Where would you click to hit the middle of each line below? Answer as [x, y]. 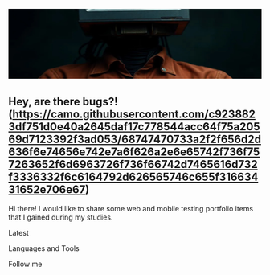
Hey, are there [44, 101]
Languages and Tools [44, 248]
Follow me [25, 264]
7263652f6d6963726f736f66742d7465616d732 [133, 164]
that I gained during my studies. [61, 217]
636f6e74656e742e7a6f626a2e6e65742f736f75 [134, 152]
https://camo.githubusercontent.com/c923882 [133, 114]
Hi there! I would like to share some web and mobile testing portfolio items [131, 209]
